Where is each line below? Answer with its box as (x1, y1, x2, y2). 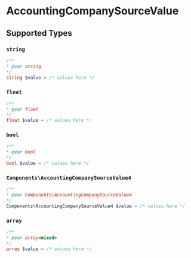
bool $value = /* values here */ (6, 160, 90, 167)
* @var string (6, 63, 42, 69)
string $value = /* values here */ (6, 75, 95, 81)
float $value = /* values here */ (6, 118, 93, 124)
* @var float (6, 106, 39, 112)
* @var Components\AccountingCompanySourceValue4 (6, 192, 133, 198)
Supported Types (6, 28, 73, 38)
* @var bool (6, 149, 36, 155)
